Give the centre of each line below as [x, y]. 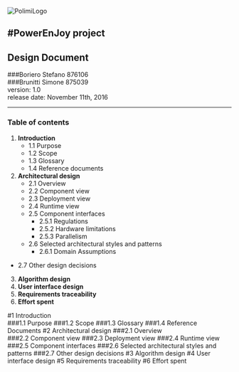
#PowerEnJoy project [56, 33]
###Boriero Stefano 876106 [48, 75]
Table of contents [38, 122]
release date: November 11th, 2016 [58, 97]
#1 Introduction [30, 315]
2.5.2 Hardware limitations [77, 228]
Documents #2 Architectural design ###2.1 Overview [85, 330]
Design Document [48, 57]
